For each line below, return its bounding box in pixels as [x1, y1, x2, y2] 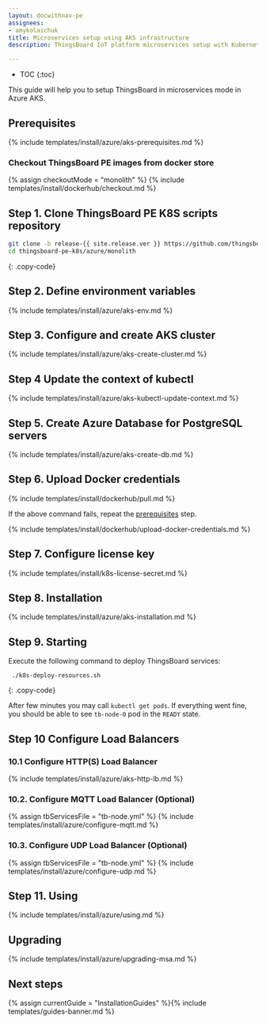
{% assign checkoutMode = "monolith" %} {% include [8, 175, 184, 185]
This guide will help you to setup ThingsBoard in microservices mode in [8, 85, 241, 95]
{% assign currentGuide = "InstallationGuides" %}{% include [8, 999, 207, 1008]
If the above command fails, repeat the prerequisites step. [8, 508, 197, 519]
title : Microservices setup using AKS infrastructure [8, 33, 190, 42]
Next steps [8, 977, 63, 991]
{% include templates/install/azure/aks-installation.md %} [8, 612, 196, 622]
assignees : [8, 19, 44, 27]
